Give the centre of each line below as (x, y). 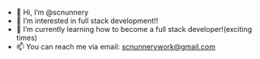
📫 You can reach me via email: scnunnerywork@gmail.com (116, 47)
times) (27, 37)
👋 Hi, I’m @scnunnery (52, 12)
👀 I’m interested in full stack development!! (87, 21)
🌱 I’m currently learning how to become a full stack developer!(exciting (134, 29)
